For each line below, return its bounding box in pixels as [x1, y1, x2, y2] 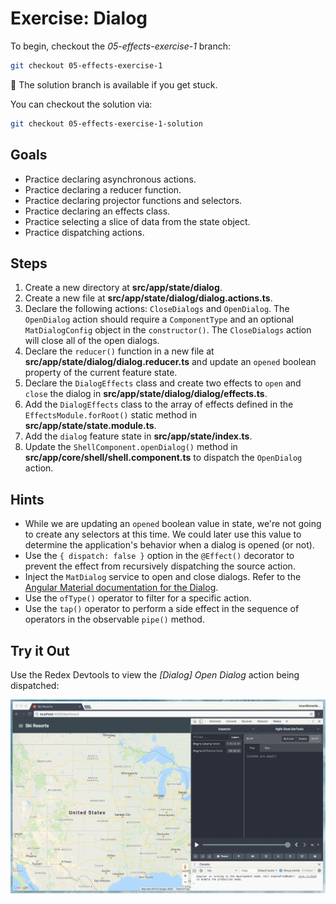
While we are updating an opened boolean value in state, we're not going [24, 518, 322, 530]
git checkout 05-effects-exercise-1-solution [10, 118, 203, 129]
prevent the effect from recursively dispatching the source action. [24, 560, 296, 572]
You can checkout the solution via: [10, 98, 153, 110]
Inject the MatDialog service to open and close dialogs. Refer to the [24, 571, 302, 583]
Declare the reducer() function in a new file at [24, 345, 215, 357]
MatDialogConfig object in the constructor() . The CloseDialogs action [24, 324, 312, 336]
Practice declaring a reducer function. [24, 183, 182, 196]
